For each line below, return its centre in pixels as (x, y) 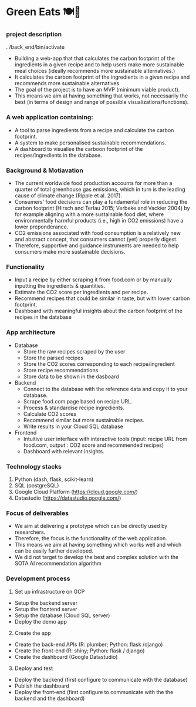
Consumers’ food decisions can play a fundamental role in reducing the (101, 202)
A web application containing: (50, 117)
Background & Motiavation (45, 170)
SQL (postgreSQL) (37, 485)
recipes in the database (43, 317)
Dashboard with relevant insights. (64, 451)
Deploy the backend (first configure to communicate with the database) (101, 679)
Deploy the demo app (41, 621)
